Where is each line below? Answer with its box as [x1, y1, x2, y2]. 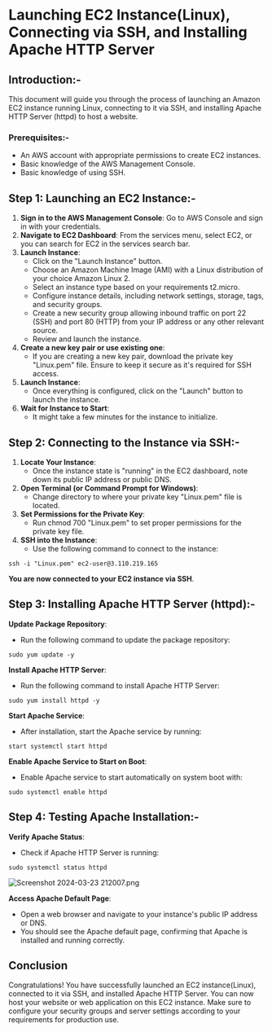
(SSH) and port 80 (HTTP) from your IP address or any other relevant [32, 317, 265, 327]
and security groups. [32, 300, 103, 310]
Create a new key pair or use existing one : [20, 343, 165, 353]
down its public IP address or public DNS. [32, 474, 173, 484]
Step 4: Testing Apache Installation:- [8, 810, 200, 824]
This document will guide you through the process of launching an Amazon [8, 94, 261, 103]
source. [32, 326, 59, 336]
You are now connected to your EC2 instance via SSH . [8, 573, 195, 583]
